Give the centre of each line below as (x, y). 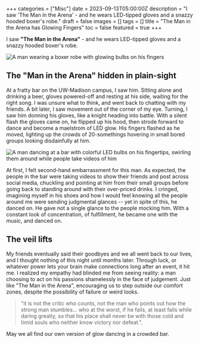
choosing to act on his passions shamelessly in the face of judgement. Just (99, 279)
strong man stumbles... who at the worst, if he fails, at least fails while (106, 310)
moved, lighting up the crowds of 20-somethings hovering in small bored (96, 134)
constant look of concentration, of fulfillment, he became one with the (92, 214)
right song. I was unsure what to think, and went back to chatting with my (96, 102)
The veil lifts (29, 240)
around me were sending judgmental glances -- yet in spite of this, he (92, 201)
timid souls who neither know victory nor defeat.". (82, 322)
